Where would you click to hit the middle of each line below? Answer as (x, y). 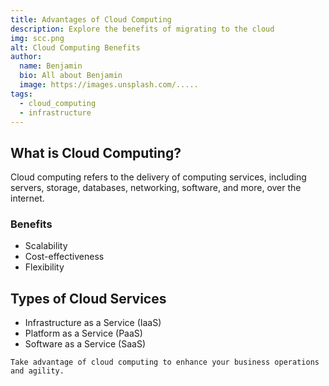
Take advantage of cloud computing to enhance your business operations (165, 362)
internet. (27, 198)
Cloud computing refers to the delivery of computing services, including (158, 177)
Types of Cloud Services (88, 298)
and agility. (37, 371)
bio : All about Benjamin (71, 76)
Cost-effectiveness (64, 257)
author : (26, 57)
